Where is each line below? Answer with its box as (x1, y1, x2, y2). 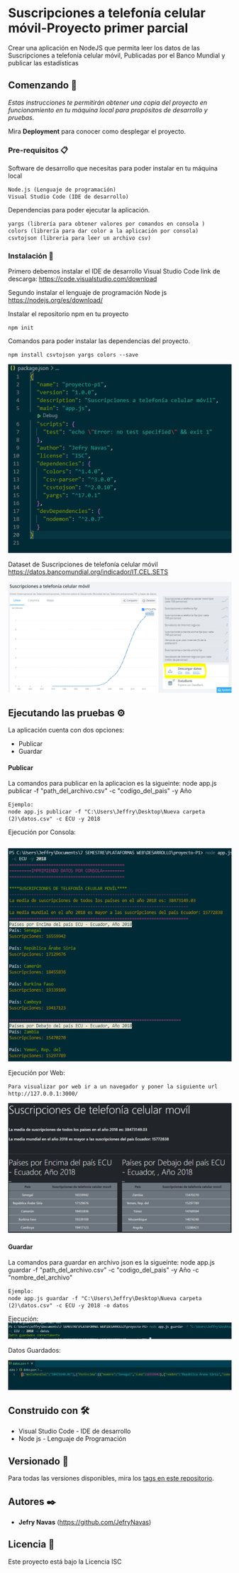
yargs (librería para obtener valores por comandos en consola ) (8, 220, 205, 228)
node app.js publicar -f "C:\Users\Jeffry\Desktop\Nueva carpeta (8, 809, 205, 816)
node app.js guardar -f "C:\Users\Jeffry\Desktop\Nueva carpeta (8, 1295, 202, 1302)
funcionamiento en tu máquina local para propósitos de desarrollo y (8, 105, 208, 114)
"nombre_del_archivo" (8, 1273, 73, 1282)
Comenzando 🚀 (8, 80, 77, 92)
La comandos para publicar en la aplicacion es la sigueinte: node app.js (8, 779, 217, 788)
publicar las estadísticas (8, 58, 79, 67)
